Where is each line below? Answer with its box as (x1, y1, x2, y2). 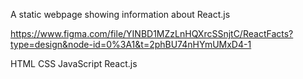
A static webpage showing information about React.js (10, 9, 231, 20)
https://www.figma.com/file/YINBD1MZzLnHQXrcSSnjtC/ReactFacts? (10, 28, 294, 39)
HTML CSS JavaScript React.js (10, 58, 138, 69)
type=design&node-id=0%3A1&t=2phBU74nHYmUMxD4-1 (10, 39, 252, 50)
